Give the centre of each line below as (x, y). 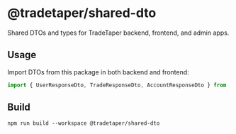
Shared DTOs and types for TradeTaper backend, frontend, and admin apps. (118, 33)
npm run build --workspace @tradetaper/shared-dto (84, 123)
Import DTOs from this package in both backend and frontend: (98, 72)
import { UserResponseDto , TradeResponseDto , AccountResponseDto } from (117, 85)
